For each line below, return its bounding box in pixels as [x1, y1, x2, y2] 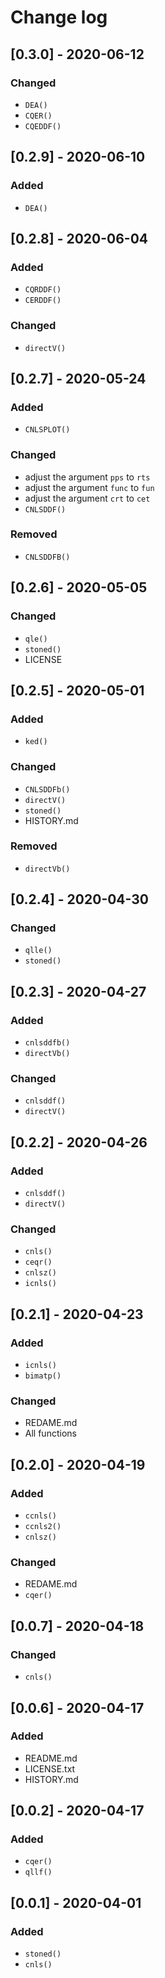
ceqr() [24, 1257, 53, 1268]
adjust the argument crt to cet [24, 492, 151, 504]
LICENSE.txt [24, 1762, 76, 1775]
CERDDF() [24, 296, 62, 306]
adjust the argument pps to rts [24, 471, 151, 483]
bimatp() [24, 1371, 62, 1381]
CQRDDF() [24, 285, 62, 295]
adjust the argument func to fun [24, 481, 155, 493]
